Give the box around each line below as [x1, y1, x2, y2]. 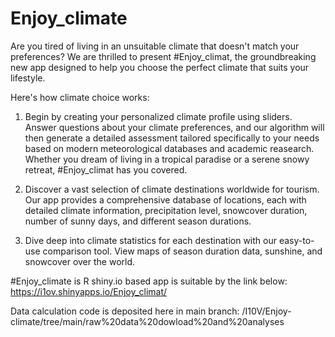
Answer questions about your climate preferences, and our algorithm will [24, 121, 325, 133]
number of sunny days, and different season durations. [24, 215, 252, 227]
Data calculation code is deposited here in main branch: [10, 305, 240, 317]
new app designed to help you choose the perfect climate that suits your [10, 61, 310, 73]
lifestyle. [10, 72, 46, 84]
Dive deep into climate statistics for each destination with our [24, 234, 277, 246]
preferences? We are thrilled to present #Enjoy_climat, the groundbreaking [10, 50, 317, 62]
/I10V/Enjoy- [241, 305, 292, 317]
